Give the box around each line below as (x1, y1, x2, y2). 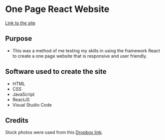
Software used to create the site (5, 67, 107, 76)
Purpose (5, 34, 32, 43)
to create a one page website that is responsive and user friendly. (12, 53, 148, 59)
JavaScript (12, 91, 35, 97)
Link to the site (5, 20, 36, 26)
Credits (5, 116, 29, 125)
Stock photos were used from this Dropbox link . (5, 130, 103, 136)
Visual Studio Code (12, 102, 52, 108)
